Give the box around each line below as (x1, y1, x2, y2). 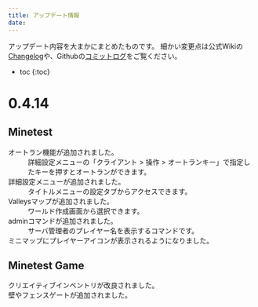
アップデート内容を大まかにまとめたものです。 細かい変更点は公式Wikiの (8, 41, 243, 51)
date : (8, 19, 26, 27)
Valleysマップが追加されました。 (8, 196, 114, 206)
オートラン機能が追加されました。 (8, 147, 118, 157)
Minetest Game (8, 258, 85, 272)
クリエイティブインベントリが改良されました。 (8, 280, 159, 291)
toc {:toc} (19, 67, 51, 76)
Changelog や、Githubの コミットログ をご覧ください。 (8, 51, 182, 60)
